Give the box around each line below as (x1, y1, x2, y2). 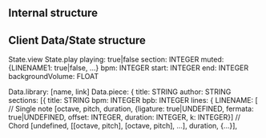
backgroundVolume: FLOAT (8, 72, 99, 81)
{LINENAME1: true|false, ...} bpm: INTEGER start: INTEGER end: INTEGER (8, 63, 249, 73)
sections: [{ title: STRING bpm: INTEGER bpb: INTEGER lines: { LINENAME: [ (8, 96, 258, 105)
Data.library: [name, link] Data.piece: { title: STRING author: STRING (8, 87, 232, 97)
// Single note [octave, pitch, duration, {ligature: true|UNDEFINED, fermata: (8, 104, 254, 114)
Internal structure (8, 6, 99, 20)
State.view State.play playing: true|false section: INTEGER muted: (8, 55, 224, 65)
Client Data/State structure (8, 34, 147, 47)
